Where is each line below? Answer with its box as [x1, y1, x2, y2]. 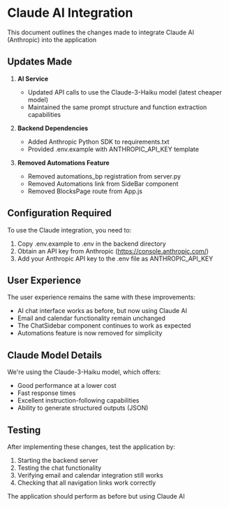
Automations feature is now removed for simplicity [17, 329, 163, 338]
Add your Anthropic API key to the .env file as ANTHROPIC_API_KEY [17, 254, 214, 263]
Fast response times [17, 389, 76, 397]
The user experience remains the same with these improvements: [7, 293, 195, 302]
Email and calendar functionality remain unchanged [17, 314, 166, 323]
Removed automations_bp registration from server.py [27, 172, 182, 180]
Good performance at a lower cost [17, 382, 117, 390]
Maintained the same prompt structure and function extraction [27, 103, 207, 111]
